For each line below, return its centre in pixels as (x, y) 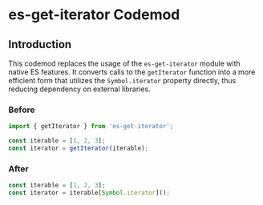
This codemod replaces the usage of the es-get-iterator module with (124, 63)
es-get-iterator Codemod (94, 15)
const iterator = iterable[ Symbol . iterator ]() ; (89, 193)
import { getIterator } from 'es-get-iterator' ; (91, 127)
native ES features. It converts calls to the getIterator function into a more (132, 72)
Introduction (40, 44)
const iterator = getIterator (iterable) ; (79, 149)
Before (22, 110)
